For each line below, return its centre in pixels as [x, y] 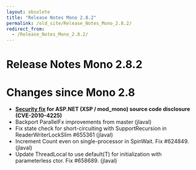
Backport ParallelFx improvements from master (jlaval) [83, 122]
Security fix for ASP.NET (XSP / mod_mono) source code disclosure [103, 109]
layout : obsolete [28, 12]
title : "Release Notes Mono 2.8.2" [51, 18]
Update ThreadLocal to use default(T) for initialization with [89, 154]
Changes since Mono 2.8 [71, 92]
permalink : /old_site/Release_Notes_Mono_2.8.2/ [69, 23]
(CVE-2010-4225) [39, 115]
